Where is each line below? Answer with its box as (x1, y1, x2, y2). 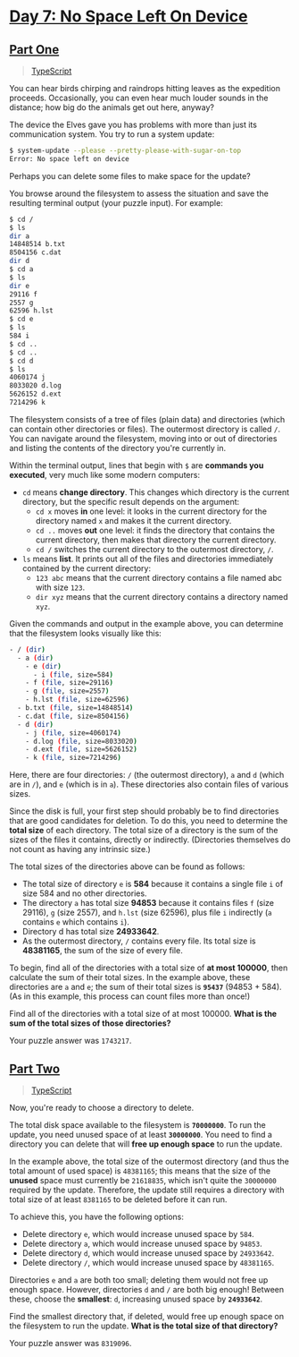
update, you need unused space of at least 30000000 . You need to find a (9, 1129, 272, 1139)
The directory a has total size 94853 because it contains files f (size (21, 898, 275, 909)
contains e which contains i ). (21, 917, 129, 927)
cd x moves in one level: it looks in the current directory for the (35, 506, 268, 516)
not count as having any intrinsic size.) (9, 844, 152, 855)
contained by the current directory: (21, 562, 152, 574)
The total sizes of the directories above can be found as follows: (9, 861, 245, 872)
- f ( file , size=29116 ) (25, 678, 114, 687)
